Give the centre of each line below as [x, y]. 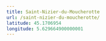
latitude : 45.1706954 [34, 23]
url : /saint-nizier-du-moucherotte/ [53, 17]
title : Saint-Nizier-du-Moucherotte [53, 12]
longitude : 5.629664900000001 [45, 29]
